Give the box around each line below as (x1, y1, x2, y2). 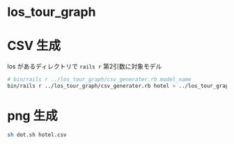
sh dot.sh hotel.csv (7, 131, 68, 138)
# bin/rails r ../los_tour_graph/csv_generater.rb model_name (7, 76, 192, 83)
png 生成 (7, 108, 58, 124)
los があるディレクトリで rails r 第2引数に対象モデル (7, 62, 162, 71)
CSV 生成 (7, 38, 61, 54)
